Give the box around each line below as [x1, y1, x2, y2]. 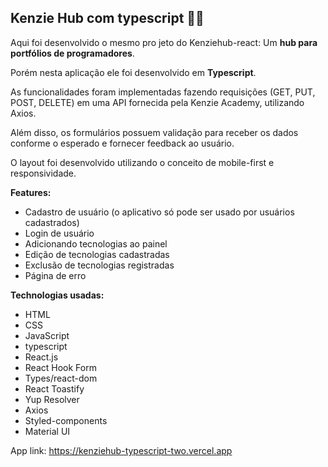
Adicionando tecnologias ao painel [24, 237, 168, 250]
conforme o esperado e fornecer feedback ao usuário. [10, 137, 235, 149]
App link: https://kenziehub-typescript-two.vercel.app [10, 444, 233, 456]
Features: [10, 186, 52, 198]
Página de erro [24, 269, 87, 281]
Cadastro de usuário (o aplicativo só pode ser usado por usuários [24, 206, 295, 218]
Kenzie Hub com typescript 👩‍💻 [10, 10, 205, 27]
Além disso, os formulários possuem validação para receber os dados [10, 126, 299, 138]
